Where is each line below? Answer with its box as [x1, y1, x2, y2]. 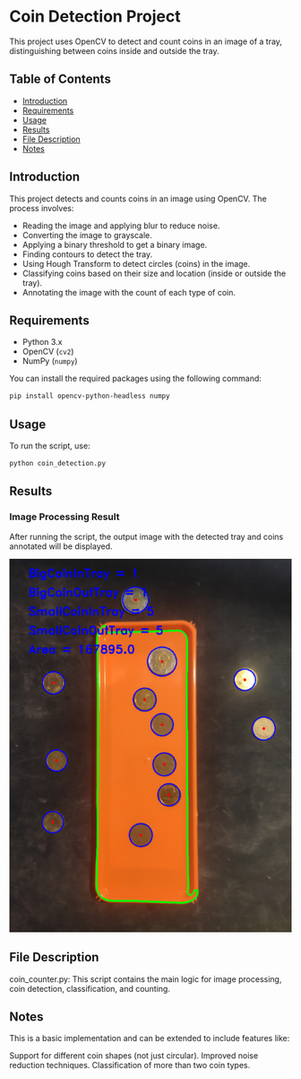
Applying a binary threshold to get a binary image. [21, 239, 208, 250]
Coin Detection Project [9, 6, 181, 27]
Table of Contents [9, 72, 112, 87]
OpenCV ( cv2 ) [21, 346, 74, 357]
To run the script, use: [9, 440, 91, 451]
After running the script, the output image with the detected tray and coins [9, 531, 284, 542]
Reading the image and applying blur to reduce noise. [21, 220, 220, 231]
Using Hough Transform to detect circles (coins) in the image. [21, 258, 251, 269]
